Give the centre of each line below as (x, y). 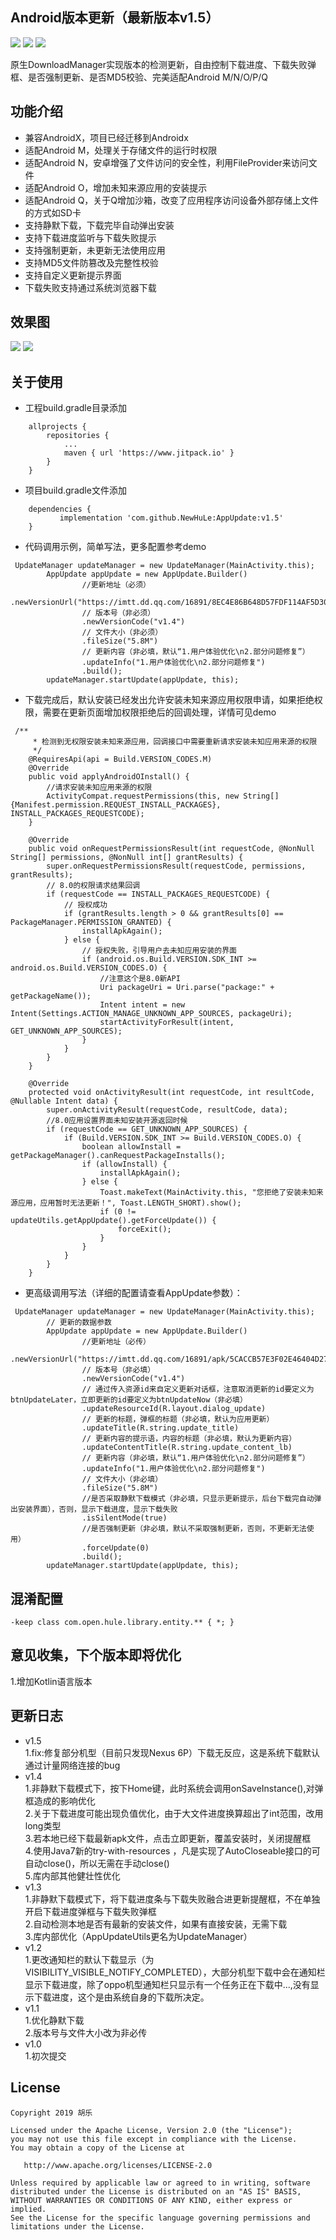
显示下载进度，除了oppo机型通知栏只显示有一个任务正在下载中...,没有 (167, 1984)
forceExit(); (144, 1229)
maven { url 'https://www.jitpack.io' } (149, 453)
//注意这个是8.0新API (140, 979)
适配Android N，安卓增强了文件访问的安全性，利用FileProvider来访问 (166, 162)
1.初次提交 (45, 2055)
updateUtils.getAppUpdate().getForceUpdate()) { (113, 1221)
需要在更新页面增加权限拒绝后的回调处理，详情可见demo (159, 712)
